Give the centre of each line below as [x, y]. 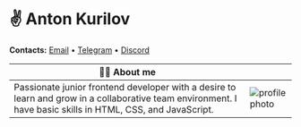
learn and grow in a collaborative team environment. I [125, 98]
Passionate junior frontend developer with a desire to [125, 87]
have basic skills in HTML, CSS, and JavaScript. [114, 109]
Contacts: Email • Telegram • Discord [80, 50]
